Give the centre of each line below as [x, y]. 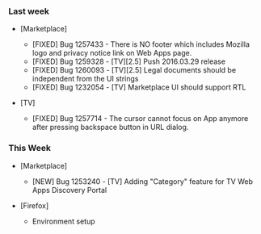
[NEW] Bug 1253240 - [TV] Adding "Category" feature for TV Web [142, 181]
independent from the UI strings [85, 79]
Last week [29, 11]
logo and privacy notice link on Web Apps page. [112, 53]
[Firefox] [34, 205]
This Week [29, 148]
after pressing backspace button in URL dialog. [110, 127]
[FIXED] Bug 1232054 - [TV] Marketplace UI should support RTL [139, 87]
